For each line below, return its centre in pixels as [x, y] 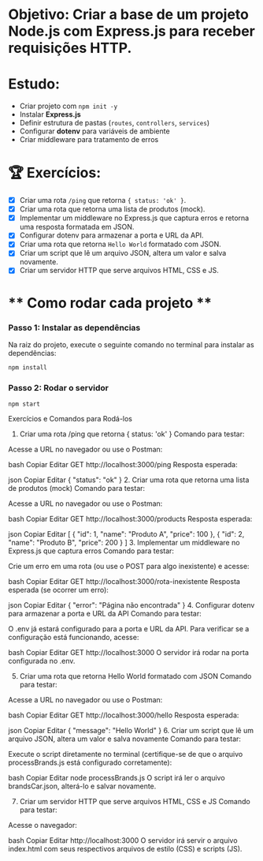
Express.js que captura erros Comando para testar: [91, 551]
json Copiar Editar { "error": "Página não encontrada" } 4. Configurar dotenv [131, 605]
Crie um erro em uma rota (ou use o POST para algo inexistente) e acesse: [129, 567]
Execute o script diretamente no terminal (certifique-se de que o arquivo [126, 754]
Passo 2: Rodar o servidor [58, 387]
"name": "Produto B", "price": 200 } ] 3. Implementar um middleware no [124, 543]
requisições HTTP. [70, 48]
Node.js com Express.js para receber [132, 31]
